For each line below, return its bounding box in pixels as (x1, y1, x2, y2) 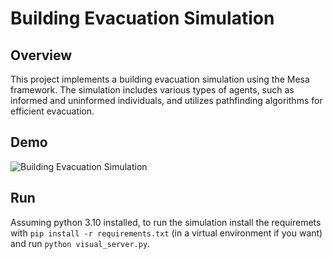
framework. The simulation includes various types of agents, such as (10, 84, 295, 96)
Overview (10, 47, 73, 64)
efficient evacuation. (10, 105, 95, 117)
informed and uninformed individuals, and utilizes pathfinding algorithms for (10, 95, 323, 106)
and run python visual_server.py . (10, 237, 151, 249)
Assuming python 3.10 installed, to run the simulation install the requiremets (10, 216, 322, 228)
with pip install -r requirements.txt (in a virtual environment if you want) (10, 227, 323, 239)
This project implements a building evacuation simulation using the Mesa (10, 73, 310, 85)
